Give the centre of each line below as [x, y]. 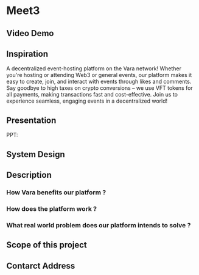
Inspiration [27, 53]
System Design [36, 154]
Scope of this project [47, 245]
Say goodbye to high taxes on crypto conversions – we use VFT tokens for [100, 88]
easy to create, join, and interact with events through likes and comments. [99, 82]
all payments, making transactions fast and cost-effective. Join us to [92, 95]
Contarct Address [41, 266]
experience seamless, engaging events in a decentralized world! [87, 101]
